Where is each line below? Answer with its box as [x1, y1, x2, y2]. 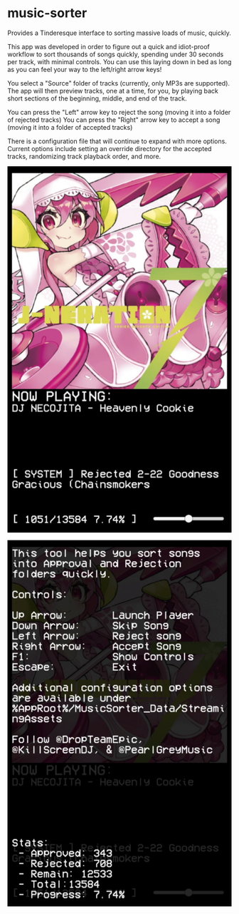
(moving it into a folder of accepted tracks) [7, 123, 133, 131]
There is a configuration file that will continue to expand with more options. [7, 137, 228, 145]
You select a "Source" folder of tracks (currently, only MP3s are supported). [7, 78, 230, 87]
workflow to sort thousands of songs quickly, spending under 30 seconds [7, 50, 224, 58]
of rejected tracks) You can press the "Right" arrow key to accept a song [7, 115, 221, 124]
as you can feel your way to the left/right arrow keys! [7, 65, 162, 73]
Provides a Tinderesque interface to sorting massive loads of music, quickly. [7, 29, 231, 37]
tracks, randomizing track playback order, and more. [7, 152, 161, 160]
